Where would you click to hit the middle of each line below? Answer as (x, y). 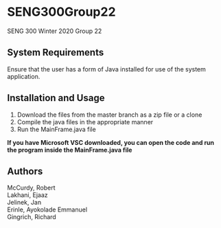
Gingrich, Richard (32, 217)
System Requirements (56, 53)
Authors (25, 171)
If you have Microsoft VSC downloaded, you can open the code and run (111, 142)
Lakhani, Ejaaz (27, 195)
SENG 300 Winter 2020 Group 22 (55, 31)
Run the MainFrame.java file (56, 129)
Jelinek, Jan (24, 203)
